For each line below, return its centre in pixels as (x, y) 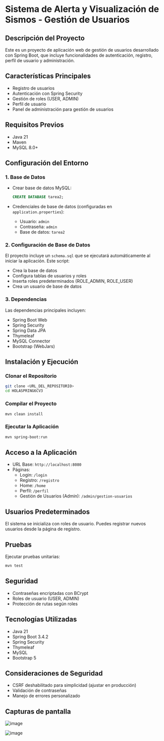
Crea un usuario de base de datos (47, 286)
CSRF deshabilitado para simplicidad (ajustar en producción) (74, 685)
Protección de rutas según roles (45, 604)
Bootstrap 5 (24, 658)
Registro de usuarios (33, 88)
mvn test (14, 566)
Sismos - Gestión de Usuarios (67, 20)
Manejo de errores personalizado (46, 696)
